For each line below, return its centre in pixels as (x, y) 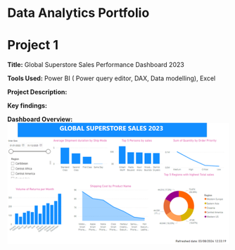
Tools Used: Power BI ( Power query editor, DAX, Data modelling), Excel (112, 78)
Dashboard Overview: (40, 119)
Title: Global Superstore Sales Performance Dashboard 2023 (96, 65)
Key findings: (27, 106)
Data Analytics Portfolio (78, 13)
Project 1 (33, 45)
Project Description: (37, 92)
